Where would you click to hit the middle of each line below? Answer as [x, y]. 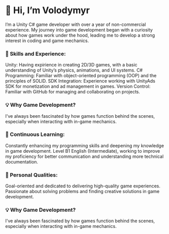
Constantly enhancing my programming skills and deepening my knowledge [84, 145]
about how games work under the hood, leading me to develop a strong [80, 35]
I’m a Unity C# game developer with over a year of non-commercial [76, 24]
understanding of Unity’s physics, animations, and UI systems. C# [74, 70]
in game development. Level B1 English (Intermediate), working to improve [83, 151]
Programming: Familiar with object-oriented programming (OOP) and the [81, 76]
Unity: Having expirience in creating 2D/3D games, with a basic [72, 65]
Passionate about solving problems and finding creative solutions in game [82, 191]
